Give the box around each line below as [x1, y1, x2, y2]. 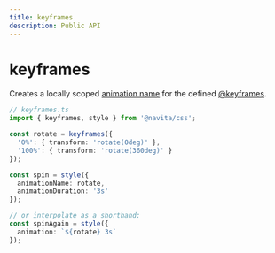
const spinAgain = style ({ [9, 219, 109, 228]
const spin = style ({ [9, 170, 90, 180]
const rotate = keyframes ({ [9, 130, 114, 139]
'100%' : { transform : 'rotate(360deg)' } [17, 146, 173, 155]
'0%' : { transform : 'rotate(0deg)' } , [17, 138, 161, 147]
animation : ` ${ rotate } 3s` [17, 227, 117, 236]
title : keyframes [9, 12, 74, 22]
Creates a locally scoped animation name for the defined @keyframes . [9, 88, 267, 99]
